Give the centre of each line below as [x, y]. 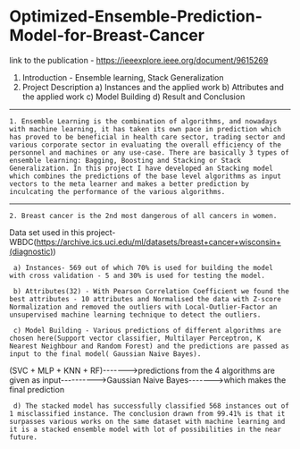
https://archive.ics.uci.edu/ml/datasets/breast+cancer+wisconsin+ [158, 241]
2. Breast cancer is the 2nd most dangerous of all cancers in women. [143, 216]
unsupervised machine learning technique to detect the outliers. [135, 315]
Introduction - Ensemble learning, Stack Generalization [123, 77]
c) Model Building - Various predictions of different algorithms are [147, 330]
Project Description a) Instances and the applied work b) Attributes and [153, 87]
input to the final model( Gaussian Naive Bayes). [105, 354]
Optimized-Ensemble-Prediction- [136, 17]
